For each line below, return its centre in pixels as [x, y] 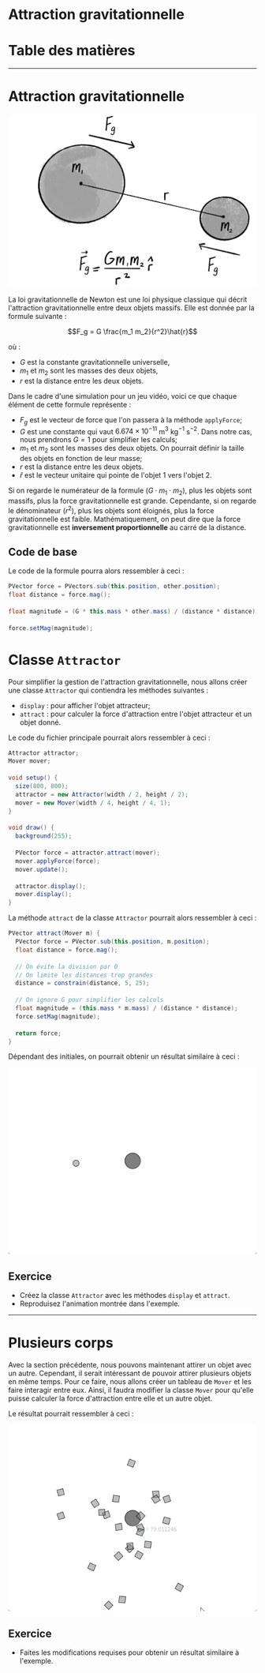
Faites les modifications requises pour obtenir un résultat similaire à [129, 1652]
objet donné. [40, 722]
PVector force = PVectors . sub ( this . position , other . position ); [114, 587]
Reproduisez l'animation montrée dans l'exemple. [99, 1304]
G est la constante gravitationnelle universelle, [95, 362]
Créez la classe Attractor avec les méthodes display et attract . [125, 1296]
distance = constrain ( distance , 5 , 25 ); [82, 983]
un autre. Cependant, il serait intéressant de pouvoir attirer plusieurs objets [130, 1373]
